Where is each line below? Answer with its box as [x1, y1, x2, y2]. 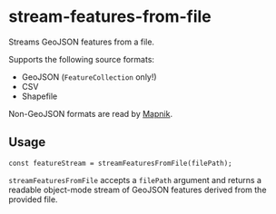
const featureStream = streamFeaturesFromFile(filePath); [8, 159, 232, 168]
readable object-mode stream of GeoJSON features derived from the [8, 184, 267, 195]
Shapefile [21, 91, 58, 102]
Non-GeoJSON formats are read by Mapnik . [8, 108, 173, 119]
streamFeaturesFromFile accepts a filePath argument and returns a [8, 174, 262, 185]
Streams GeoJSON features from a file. [8, 36, 155, 47]
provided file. [8, 193, 58, 205]
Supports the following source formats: [8, 53, 155, 64]
